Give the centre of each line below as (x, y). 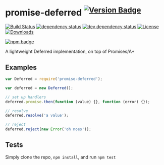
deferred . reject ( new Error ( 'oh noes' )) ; (48, 129)
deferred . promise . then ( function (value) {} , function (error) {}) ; (78, 102)
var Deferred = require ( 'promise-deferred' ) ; (54, 79)
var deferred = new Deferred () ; (39, 88)
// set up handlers (26, 97)
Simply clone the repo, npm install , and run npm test (61, 157)
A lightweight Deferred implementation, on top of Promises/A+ (70, 52)
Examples (21, 67)
